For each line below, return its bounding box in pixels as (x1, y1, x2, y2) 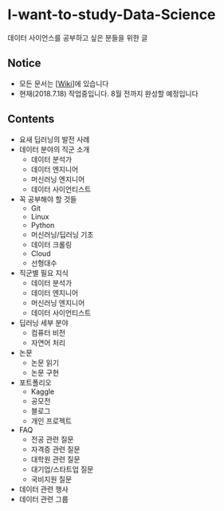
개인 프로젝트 (30, 416, 73, 426)
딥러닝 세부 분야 (18, 317, 69, 328)
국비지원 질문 (30, 474, 73, 484)
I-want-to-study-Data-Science (7, 6, 216, 24)
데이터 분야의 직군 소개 (18, 144, 90, 154)
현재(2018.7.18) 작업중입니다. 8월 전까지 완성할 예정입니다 (18, 88, 198, 98)
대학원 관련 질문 (30, 454, 81, 464)
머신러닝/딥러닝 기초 (30, 230, 94, 239)
